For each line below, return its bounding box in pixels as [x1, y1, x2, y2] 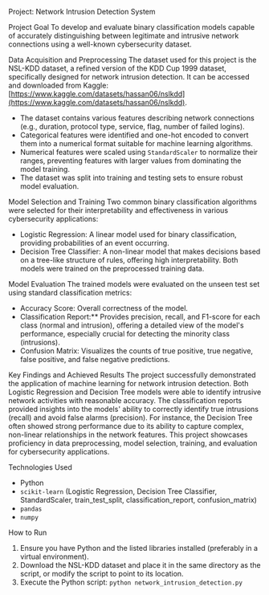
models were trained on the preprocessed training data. [19, 264, 205, 273]
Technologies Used [8, 463, 72, 472]
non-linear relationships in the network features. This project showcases [8, 430, 248, 439]
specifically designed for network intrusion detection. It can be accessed [8, 72, 251, 81]
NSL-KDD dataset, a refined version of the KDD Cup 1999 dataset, [8, 63, 227, 73]
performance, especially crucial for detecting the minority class [19, 329, 230, 338]
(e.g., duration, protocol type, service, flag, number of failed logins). [19, 122, 245, 131]
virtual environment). [19, 552, 90, 561]
